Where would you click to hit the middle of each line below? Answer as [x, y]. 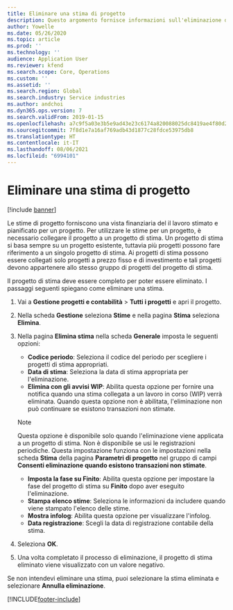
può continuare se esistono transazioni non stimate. [101, 408]
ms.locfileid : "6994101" [43, 156]
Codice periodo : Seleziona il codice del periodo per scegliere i [117, 357]
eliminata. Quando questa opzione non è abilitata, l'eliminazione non [125, 401]
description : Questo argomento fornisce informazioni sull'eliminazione [114, 20]
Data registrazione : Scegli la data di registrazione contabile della [120, 523]
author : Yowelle [31, 26]
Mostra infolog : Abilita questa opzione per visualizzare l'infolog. [119, 515]
